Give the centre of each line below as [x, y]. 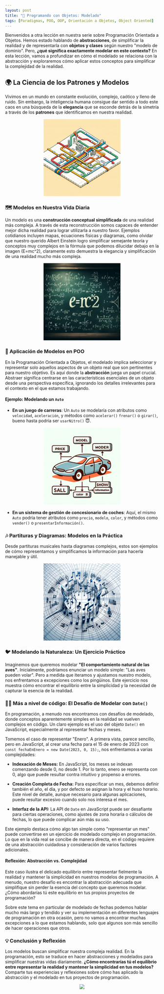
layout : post [18, 10]
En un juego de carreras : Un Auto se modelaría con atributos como [80, 410]
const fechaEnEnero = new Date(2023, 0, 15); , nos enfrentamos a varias [79, 749]
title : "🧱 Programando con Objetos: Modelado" [53, 15]
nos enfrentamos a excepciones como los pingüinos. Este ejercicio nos [76, 680]
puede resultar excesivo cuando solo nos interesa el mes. [70, 799]
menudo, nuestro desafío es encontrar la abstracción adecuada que [73, 882]
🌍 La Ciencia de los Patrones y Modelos [67, 83]
